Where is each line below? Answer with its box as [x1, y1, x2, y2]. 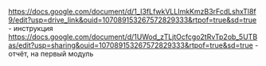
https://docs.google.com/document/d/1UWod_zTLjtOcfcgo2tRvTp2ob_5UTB [8, 32, 258, 41]
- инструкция [8, 24, 53, 33]
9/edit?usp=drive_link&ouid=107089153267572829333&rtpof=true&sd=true [8, 15, 257, 25]
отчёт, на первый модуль [8, 49, 94, 58]
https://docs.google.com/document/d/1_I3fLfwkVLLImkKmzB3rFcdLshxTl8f [8, 7, 256, 16]
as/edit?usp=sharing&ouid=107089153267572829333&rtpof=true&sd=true [8, 41, 253, 50]
